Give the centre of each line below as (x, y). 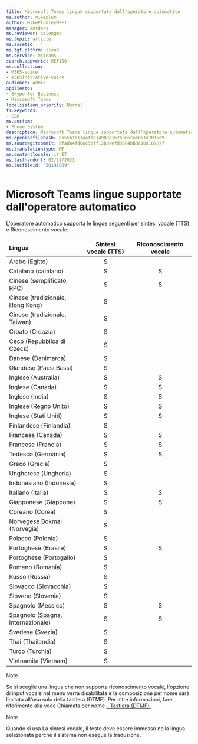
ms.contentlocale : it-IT (37, 154)
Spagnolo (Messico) (37, 606)
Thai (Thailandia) (33, 642)
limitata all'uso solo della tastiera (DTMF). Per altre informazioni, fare (89, 700)
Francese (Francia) (35, 445)
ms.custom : (19, 122)
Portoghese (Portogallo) (42, 557)
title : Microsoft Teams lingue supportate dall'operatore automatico (93, 12)
